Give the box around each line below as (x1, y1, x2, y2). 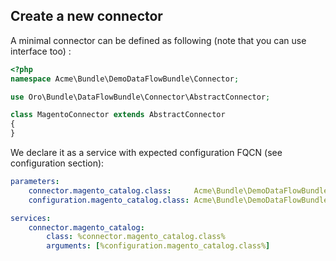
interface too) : (10, 45, 72, 57)
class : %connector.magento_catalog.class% (46, 232, 226, 242)
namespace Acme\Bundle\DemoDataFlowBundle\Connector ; (10, 74, 240, 84)
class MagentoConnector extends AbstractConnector (10, 110, 226, 120)
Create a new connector (10, 8, 163, 25)
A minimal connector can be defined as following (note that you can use (10, 34, 307, 46)
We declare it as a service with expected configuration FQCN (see (10, 147, 283, 159)
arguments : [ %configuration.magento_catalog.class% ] (46, 241, 271, 251)
